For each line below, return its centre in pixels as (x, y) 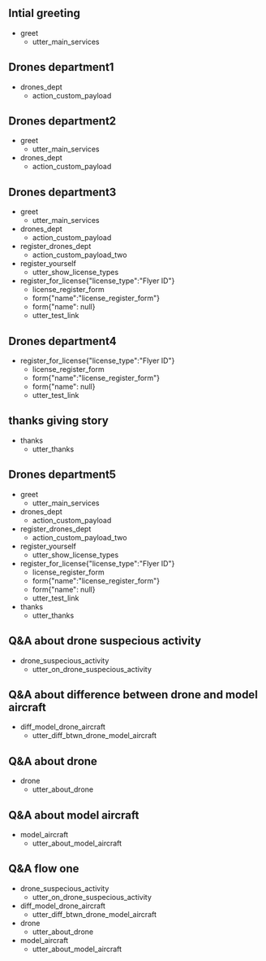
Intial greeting (45, 13)
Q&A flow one (44, 869)
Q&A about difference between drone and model (133, 695)
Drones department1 (61, 67)
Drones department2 (62, 121)
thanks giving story (59, 421)
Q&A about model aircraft (74, 815)
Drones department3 (62, 192)
